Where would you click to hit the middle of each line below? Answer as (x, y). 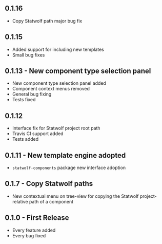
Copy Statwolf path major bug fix (47, 21)
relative (20, 201)
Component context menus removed (51, 89)
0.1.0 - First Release (37, 218)
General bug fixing (32, 94)
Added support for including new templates (58, 49)
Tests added (25, 139)
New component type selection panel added (59, 83)
